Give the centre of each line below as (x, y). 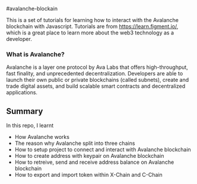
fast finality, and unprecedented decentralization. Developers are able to (95, 74)
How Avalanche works (42, 137)
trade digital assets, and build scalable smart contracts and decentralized (96, 86)
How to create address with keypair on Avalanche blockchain (89, 156)
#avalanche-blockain (32, 9)
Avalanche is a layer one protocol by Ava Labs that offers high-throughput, (97, 67)
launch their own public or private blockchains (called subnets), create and (98, 80)
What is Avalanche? (36, 54)
